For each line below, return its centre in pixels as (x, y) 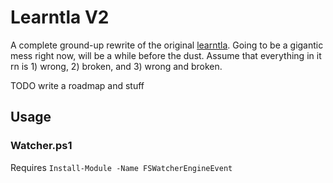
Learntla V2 (60, 17)
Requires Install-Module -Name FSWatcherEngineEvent (121, 167)
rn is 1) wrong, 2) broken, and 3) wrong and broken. (116, 66)
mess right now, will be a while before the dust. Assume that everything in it (166, 55)
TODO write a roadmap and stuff (77, 85)
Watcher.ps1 (41, 146)
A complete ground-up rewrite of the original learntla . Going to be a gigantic (167, 45)
